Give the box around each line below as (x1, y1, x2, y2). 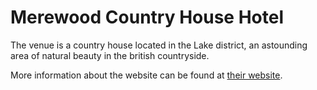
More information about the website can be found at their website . (10, 69, 283, 81)
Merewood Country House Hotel (10, 6, 285, 29)
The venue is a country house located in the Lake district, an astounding (10, 39, 308, 51)
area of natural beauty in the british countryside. (10, 49, 210, 61)
